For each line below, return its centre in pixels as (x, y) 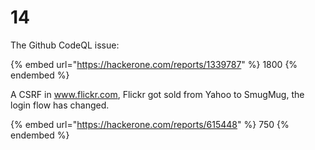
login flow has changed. (60, 105)
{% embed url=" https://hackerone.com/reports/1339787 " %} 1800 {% (154, 64)
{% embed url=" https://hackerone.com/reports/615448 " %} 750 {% (150, 124)
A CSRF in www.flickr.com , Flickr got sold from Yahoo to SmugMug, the (157, 94)
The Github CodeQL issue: (65, 45)
